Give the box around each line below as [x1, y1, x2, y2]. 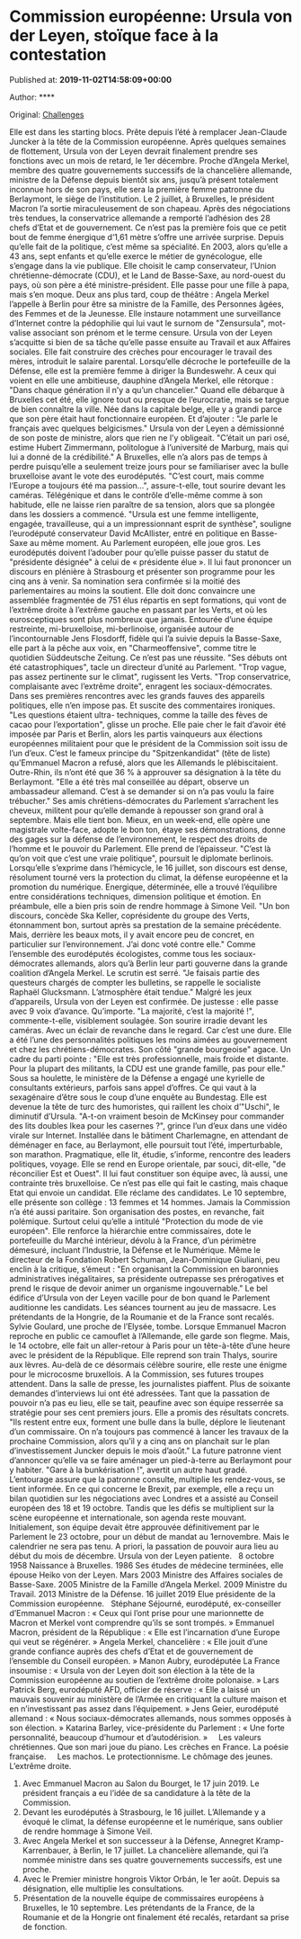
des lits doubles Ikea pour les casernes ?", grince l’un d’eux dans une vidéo [9, 1120, 288, 1130]
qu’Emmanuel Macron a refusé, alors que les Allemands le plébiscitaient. [9, 757, 279, 768]
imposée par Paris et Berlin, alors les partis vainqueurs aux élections [9, 728, 263, 739]
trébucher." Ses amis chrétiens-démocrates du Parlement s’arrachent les [9, 795, 279, 806]
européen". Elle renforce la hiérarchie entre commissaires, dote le [9, 1225, 252, 1236]
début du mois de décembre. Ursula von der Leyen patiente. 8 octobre [9, 1550, 275, 1561]
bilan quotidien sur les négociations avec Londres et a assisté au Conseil [9, 1493, 279, 1504]
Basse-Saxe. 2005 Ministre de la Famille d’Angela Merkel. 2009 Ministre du [9, 1578, 288, 1589]
